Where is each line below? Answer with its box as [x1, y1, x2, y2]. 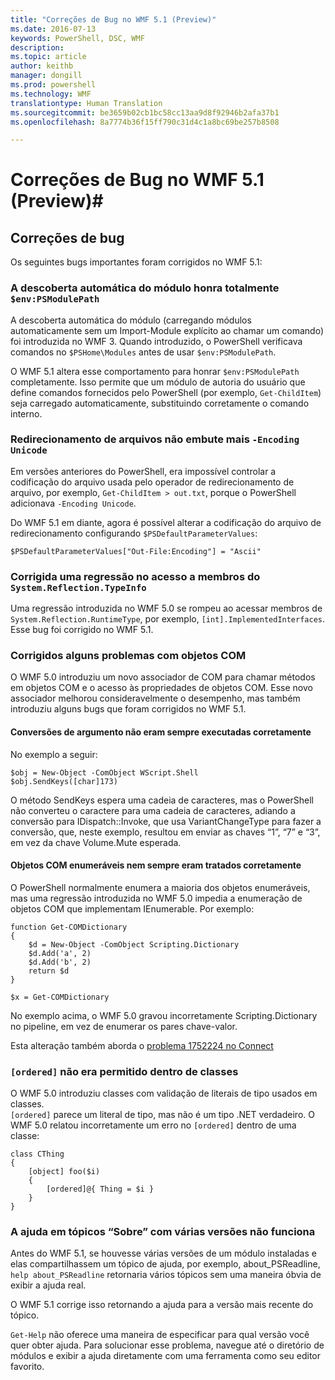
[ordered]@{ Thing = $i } [46, 1184, 155, 1195]
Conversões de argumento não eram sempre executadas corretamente [10, 726, 312, 738]
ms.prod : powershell [10, 80, 97, 90]
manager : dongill [10, 71, 83, 81]
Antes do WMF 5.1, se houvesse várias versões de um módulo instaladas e [10, 1247, 317, 1260]
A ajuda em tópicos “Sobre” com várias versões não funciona [10, 1225, 316, 1239]
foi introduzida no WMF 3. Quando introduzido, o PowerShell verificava [10, 335, 303, 347]
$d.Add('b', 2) [28, 957, 92, 967]
